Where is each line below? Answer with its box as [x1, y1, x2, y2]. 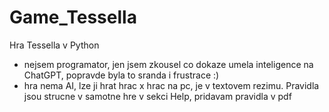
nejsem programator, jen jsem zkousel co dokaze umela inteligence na [23, 58, 314, 70]
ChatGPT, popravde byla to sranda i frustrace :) [23, 69, 220, 81]
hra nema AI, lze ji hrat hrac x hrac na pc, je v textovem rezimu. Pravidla [23, 79, 320, 91]
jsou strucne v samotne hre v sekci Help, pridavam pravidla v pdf [23, 90, 292, 102]
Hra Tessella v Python [9, 39, 100, 51]
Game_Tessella [9, 6, 137, 29]
